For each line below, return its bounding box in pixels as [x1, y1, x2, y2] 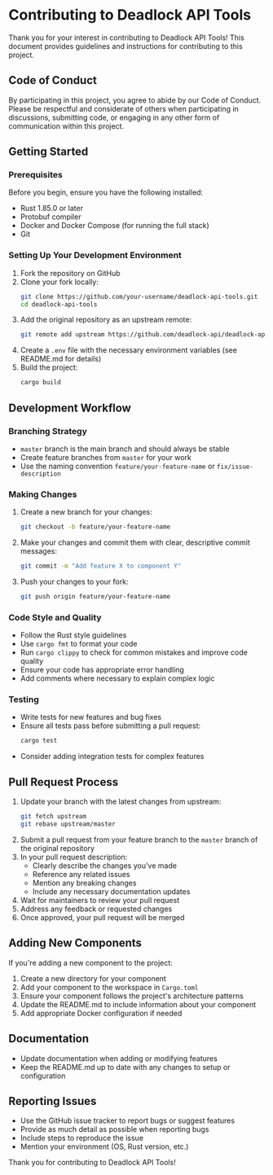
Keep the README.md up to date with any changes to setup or [20, 1062, 231, 1072]
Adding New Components [8, 936, 143, 950]
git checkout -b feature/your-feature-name [20, 523, 171, 531]
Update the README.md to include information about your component [20, 999, 257, 1009]
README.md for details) [20, 354, 102, 364]
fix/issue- [216, 463, 254, 471]
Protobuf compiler [20, 212, 81, 221]
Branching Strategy [8, 425, 87, 436]
